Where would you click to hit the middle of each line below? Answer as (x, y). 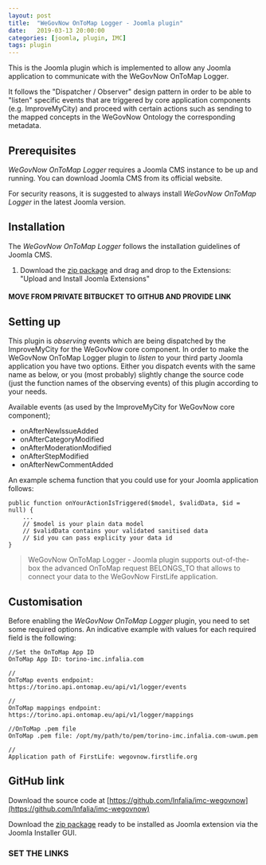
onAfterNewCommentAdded (66, 465)
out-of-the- (231, 560)
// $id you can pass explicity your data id (98, 538)
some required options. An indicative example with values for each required (132, 629)
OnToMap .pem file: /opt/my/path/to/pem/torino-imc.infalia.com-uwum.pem (133, 736)
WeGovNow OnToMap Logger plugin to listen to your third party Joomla (126, 358)
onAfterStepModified (54, 456)
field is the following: (43, 637)
